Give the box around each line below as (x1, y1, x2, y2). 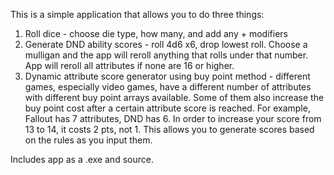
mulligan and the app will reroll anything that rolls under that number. (24, 49, 309, 61)
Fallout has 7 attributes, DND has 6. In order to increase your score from (24, 113, 322, 124)
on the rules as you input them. (24, 134, 153, 146)
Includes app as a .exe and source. (10, 154, 154, 165)
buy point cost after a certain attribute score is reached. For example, (24, 102, 311, 114)
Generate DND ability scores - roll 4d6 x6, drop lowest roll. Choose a (24, 39, 308, 50)
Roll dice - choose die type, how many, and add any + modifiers (24, 28, 288, 39)
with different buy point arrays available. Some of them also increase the (24, 92, 325, 103)
